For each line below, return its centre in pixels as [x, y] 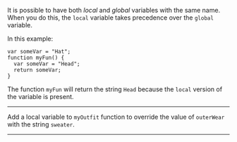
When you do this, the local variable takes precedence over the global [110, 18]
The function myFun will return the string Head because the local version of [115, 89]
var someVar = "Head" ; [47, 64]
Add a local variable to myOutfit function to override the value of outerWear [116, 117]
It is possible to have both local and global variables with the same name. [114, 10]
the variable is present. [41, 97]
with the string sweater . [41, 124]
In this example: [30, 39]
